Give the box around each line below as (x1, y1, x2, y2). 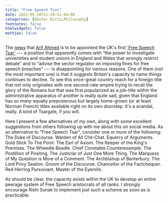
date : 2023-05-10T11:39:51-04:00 (5, 12, 75, 17)
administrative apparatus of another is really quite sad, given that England (5, 92, 157, 98)
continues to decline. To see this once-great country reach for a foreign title (5, 76, 162, 82)
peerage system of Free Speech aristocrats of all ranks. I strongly (5, 181, 140, 187)
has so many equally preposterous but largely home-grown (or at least (5, 98, 151, 104)
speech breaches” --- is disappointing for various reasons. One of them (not (5, 66, 163, 72)
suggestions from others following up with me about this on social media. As (5, 124, 163, 130)
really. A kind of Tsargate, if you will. (5, 109, 80, 115)
